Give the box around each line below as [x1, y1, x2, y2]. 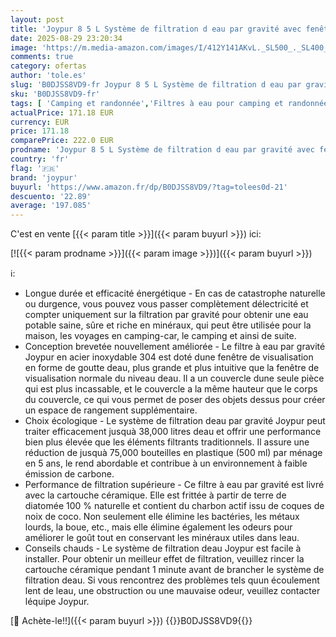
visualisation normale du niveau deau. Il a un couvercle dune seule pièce [24, 372, 325, 385]
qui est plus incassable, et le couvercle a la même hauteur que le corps [24, 383, 318, 395]
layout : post [10, 14, 65, 25]
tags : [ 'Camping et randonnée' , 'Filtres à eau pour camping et [10, 98, 284, 108]
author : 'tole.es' [10, 71, 87, 81]
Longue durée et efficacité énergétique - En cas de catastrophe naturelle [24, 287, 326, 300]
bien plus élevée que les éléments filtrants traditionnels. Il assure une [24, 436, 310, 448]
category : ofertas [10, 61, 87, 71]
